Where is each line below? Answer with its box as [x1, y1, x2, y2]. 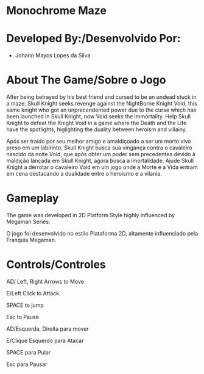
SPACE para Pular [6, 348, 51, 356]
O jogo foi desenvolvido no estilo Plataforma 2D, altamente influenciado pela [6, 230, 199, 237]
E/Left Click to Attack [6, 289, 60, 297]
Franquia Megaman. [6, 236, 57, 243]
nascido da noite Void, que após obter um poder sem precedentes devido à [6, 151, 196, 158]
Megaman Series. [6, 218, 51, 225]
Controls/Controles [6, 257, 107, 272]
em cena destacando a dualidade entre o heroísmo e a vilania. [6, 170, 163, 178]
